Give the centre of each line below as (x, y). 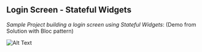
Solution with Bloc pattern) (40, 31)
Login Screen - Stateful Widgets (69, 10)
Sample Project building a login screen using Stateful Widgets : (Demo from (101, 24)
